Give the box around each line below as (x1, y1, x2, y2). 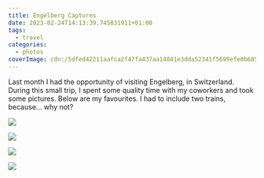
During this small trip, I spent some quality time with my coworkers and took (8, 85, 254, 95)
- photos (15, 48, 44, 56)
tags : (8, 26, 26, 34)
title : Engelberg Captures (8, 11, 97, 20)
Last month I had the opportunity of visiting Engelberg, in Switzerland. (8, 76, 235, 87)
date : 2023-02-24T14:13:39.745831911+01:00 (8, 19, 153, 27)
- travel (15, 33, 44, 42)
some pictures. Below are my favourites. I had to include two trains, (8, 94, 226, 103)
